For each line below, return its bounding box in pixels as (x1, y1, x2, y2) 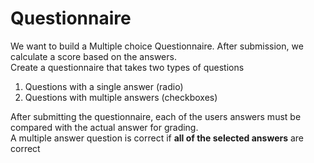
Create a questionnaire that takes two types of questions (10, 61, 245, 73)
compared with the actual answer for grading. (10, 121, 199, 133)
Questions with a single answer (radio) (24, 80, 184, 92)
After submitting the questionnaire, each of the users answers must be (10, 110, 302, 122)
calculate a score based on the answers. (10, 50, 177, 62)
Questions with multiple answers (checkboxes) (24, 91, 218, 103)
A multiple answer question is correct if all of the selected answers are (10, 132, 305, 144)
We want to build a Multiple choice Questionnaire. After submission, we (10, 40, 304, 52)
